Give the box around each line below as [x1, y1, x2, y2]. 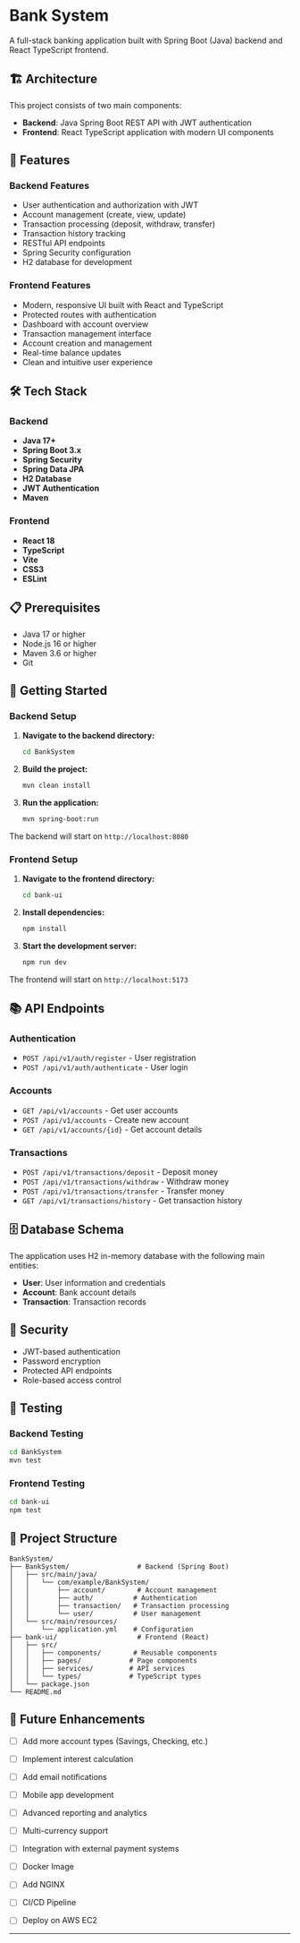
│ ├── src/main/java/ [9, 1570, 98, 1579]
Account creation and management [21, 338, 153, 348]
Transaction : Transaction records [21, 1296, 147, 1307]
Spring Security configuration [21, 247, 131, 258]
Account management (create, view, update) [21, 210, 187, 220]
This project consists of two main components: [9, 99, 182, 110]
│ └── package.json [9, 1680, 90, 1689]
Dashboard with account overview [21, 319, 149, 330]
